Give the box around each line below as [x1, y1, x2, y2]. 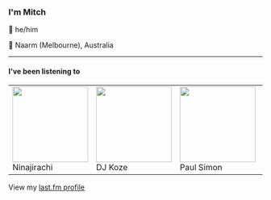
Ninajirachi [12, 161, 53, 173]
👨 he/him [8, 25, 39, 35]
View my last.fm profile [8, 182, 85, 192]
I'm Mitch [8, 6, 47, 18]
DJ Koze [96, 161, 128, 173]
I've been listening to [8, 66, 81, 76]
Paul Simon [180, 161, 223, 173]
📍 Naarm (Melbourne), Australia [8, 40, 115, 50]
